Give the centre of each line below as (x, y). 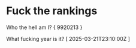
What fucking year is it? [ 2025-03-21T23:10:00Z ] (68, 39)
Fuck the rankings (52, 11)
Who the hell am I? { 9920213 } (44, 27)
